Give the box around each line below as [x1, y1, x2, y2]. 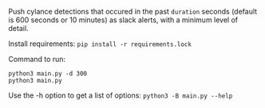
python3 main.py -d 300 [8, 70, 88, 78]
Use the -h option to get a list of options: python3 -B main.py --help [8, 91, 233, 100]
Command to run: [8, 55, 66, 64]
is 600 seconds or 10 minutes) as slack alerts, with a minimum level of [8, 15, 239, 25]
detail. [8, 24, 30, 33]
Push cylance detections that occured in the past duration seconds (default [8, 7, 258, 16]
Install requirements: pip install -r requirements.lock [8, 39, 192, 48]
